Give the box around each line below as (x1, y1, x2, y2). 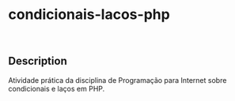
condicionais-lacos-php (8, 6, 170, 24)
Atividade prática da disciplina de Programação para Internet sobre (8, 75, 227, 84)
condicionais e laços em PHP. (8, 84, 105, 93)
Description (8, 54, 67, 68)
